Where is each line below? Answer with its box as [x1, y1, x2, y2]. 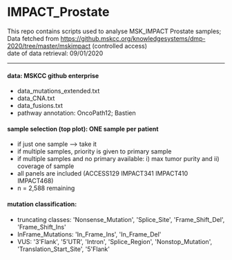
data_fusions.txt [17, 102, 64, 110]
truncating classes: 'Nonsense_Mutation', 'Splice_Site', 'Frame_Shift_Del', [17, 215, 225, 223]
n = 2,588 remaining [17, 184, 75, 192]
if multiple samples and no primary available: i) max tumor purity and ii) [17, 155, 220, 163]
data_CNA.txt [17, 94, 55, 102]
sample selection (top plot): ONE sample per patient [7, 124, 159, 133]
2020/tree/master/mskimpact [7, 41, 91, 50]
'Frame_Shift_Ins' [17, 223, 67, 231]
